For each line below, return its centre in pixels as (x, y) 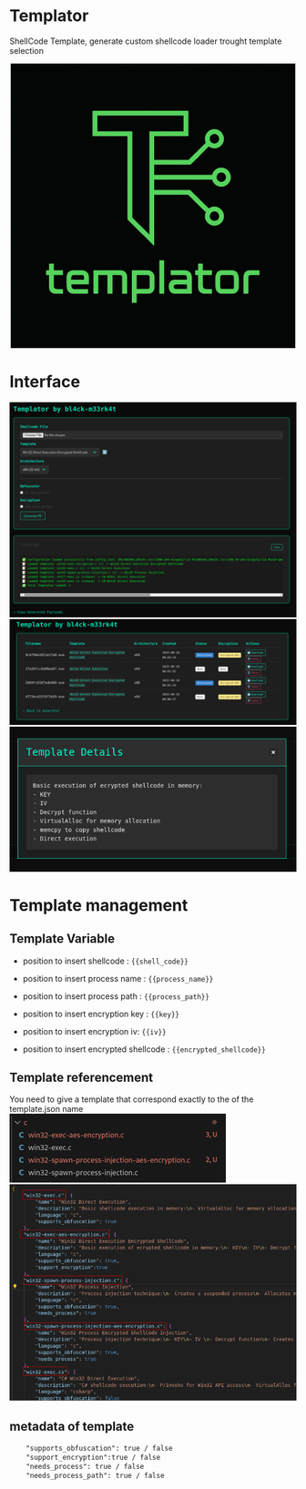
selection (26, 50)
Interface (45, 382)
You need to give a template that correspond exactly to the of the (132, 1099)
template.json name (46, 1109)
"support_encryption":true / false (93, 1458)
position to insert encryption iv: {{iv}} (94, 1031)
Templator (49, 16)
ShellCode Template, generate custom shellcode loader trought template (146, 41)
